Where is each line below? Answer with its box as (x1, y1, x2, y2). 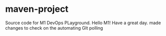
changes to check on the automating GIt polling (5, 25, 103, 31)
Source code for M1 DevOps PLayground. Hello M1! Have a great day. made (5, 20, 161, 26)
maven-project (5, 3, 69, 15)
